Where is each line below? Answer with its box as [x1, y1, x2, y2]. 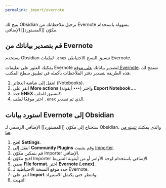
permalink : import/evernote [5, 7, 65, 13]
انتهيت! [12, 177, 26, 183]
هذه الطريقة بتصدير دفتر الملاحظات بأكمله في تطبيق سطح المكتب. [5, 70, 131, 76]
